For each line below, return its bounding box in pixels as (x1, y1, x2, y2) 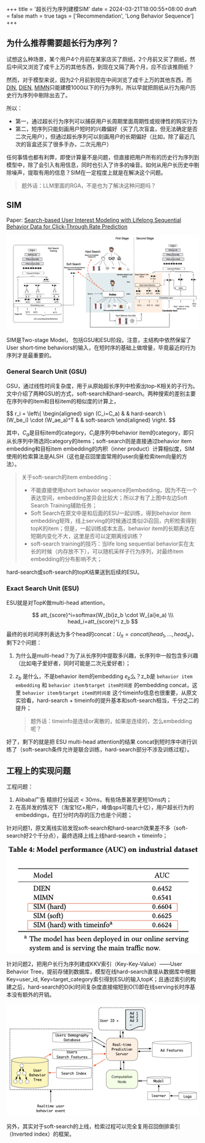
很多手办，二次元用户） (53, 140, 112, 148)
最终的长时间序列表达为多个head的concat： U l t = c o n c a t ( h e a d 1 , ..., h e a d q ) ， (6, 630, 198, 639)
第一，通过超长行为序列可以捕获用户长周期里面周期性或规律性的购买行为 (15, 117, 198, 124)
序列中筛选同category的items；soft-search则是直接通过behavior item (17, 438, 192, 445)
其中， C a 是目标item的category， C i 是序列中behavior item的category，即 (6, 428, 189, 438)
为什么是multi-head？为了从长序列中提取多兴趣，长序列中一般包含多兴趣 (15, 652, 199, 659)
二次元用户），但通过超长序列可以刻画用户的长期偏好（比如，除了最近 (15, 132, 190, 140)
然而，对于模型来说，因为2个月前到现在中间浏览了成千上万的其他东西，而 (6, 76, 192, 83)
